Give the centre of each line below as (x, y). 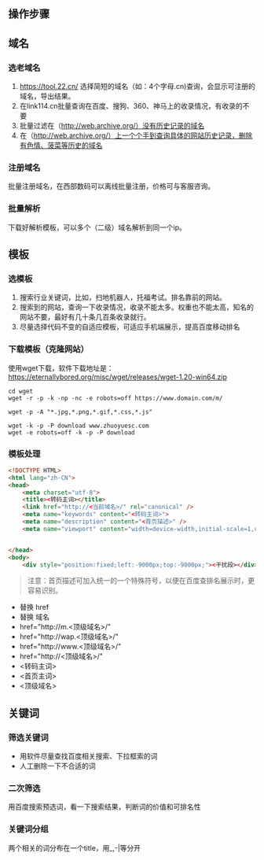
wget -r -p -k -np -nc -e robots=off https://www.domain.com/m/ (115, 398)
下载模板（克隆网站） (48, 349)
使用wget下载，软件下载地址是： (61, 367)
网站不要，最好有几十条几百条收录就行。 (85, 317)
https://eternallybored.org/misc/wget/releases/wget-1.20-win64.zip (118, 377)
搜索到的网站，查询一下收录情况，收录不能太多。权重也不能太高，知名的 (136, 307)
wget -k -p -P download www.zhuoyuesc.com (79, 426)
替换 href (34, 607)
